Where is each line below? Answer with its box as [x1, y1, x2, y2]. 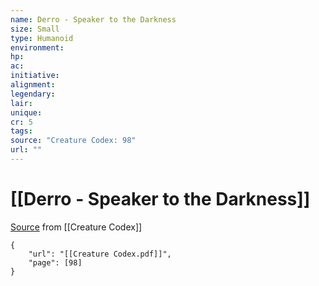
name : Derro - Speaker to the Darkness [10, 14, 177, 25]
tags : [10, 126, 33, 136]
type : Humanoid [10, 33, 74, 43]
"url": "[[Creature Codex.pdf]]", [28, 249, 172, 259]
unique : [10, 107, 43, 118]
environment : [10, 42, 65, 53]
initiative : [10, 71, 60, 81]
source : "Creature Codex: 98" [10, 136, 137, 146]
